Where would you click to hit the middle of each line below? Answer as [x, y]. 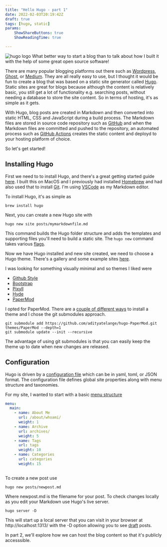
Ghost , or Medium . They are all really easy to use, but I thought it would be [82, 76]
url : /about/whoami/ [40, 417]
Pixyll [18, 288]
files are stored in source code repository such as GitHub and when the [79, 123]
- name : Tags [28, 441]
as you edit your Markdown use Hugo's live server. [57, 502]
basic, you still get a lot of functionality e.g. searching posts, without [75, 92]
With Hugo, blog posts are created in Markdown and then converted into [80, 112]
